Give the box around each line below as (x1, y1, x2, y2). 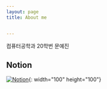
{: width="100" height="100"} (28, 76, 102, 83)
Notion (6, 60, 32, 70)
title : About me (6, 14, 47, 20)
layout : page (6, 8, 39, 15)
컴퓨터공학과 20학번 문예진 (6, 42, 69, 49)
